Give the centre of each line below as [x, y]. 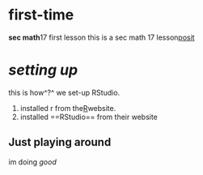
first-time [41, 15]
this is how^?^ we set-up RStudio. [64, 92]
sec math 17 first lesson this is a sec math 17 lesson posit [102, 37]
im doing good [32, 162]
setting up [43, 70]
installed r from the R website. [68, 108]
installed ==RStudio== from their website [89, 117]
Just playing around [60, 142]
